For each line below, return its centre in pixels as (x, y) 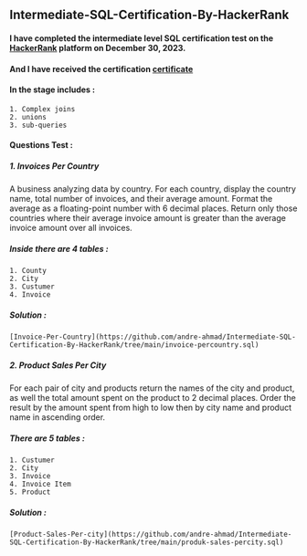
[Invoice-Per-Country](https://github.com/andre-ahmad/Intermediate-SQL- (153, 337)
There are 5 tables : (47, 438)
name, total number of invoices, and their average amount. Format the (141, 199)
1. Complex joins (42, 109)
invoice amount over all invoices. (71, 228)
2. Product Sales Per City (58, 365)
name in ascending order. (58, 417)
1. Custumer (32, 460)
